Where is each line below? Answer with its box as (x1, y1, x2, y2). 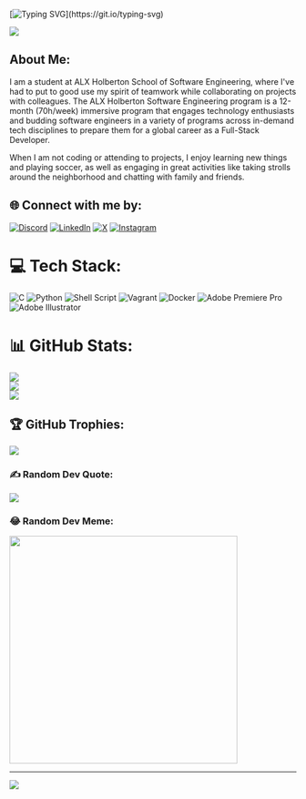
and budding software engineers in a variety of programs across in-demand (9, 115, 294, 126)
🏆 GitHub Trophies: (9, 416, 125, 432)
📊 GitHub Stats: (9, 335, 134, 355)
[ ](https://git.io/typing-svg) (9, 9, 164, 19)
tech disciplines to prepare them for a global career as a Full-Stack (9, 124, 260, 136)
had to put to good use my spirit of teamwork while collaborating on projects (9, 86, 297, 97)
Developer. (9, 134, 50, 145)
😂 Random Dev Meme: (9, 515, 114, 528)
